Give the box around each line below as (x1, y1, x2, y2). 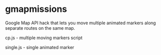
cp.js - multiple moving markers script (5, 35, 83, 41)
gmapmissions (5, 3, 67, 15)
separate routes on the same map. (5, 25, 75, 31)
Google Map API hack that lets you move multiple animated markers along (5, 20, 156, 26)
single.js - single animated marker (5, 44, 74, 50)
